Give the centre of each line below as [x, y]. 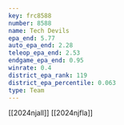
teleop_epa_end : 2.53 [44, 53]
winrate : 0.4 [30, 68]
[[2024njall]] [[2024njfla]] [51, 113]
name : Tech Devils [39, 30]
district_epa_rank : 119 [48, 75]
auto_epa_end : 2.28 [41, 46]
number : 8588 [30, 23]
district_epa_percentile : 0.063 [62, 83]
